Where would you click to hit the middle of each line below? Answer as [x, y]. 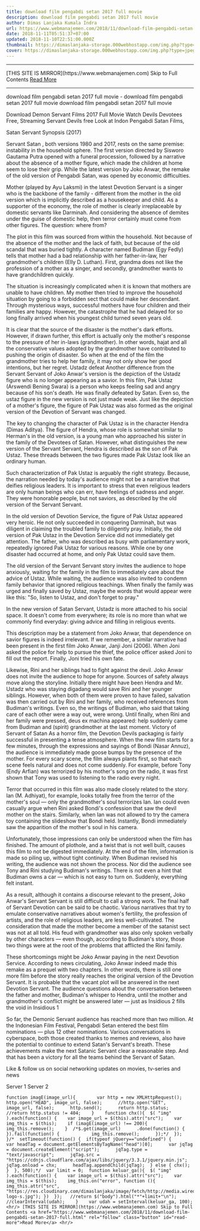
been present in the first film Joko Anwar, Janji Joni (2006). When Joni [93, 646]
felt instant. [20, 883]
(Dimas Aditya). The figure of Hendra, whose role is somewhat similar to [95, 429]
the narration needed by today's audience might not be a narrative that [93, 479]
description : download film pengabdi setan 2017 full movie [82, 17]
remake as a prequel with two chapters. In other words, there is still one [94, 969]
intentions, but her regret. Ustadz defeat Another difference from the [90, 367]
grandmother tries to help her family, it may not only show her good [89, 361]
